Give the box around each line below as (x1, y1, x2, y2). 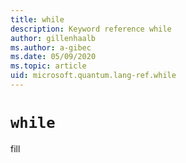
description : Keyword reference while (10, 24, 172, 34)
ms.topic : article (10, 61, 87, 71)
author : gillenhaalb (10, 33, 97, 43)
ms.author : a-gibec (10, 42, 92, 53)
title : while (10, 14, 65, 25)
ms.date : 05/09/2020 (10, 52, 97, 62)
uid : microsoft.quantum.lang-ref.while (10, 71, 177, 81)
